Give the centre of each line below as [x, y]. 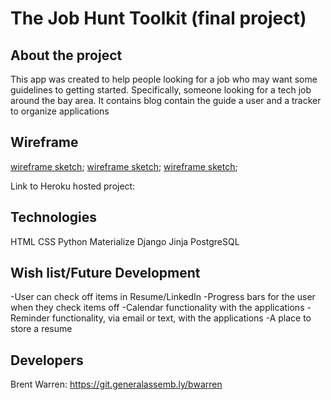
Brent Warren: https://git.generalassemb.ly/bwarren [116, 384]
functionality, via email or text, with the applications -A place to [181, 318]
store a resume [41, 329]
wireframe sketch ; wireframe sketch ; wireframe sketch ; [124, 166]
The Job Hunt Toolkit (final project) [158, 18]
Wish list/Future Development [105, 273]
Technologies [54, 217]
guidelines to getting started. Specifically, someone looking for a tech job [161, 90]
